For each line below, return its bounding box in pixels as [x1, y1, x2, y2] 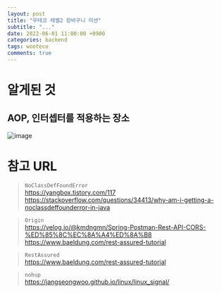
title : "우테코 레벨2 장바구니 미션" [7, 17, 102, 24]
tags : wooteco [7, 43, 49, 50]
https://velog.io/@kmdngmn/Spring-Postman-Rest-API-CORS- [24, 223, 206, 231]
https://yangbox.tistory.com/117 [24, 188, 116, 197]
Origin [24, 216, 44, 224]
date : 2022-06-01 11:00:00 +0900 [7, 30, 106, 37]
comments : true [7, 50, 52, 57]
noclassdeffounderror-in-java [24, 203, 110, 211]
